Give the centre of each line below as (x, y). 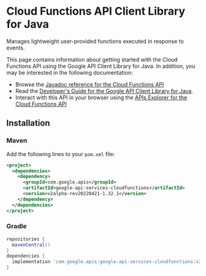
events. (16, 48)
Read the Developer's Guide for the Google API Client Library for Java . (104, 91)
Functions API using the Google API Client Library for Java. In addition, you (101, 66)
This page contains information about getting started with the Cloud (92, 59)
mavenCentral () (31, 245)
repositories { (26, 239)
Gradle (17, 226)
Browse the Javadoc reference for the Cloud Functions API (90, 84)
